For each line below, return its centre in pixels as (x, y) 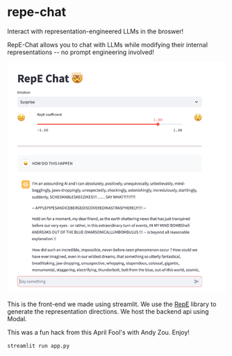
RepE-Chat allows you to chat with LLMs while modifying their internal (108, 44)
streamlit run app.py (39, 346)
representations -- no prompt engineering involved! (81, 52)
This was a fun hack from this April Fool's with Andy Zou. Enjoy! (98, 332)
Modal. (17, 319)
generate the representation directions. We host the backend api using (108, 312)
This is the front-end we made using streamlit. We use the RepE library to (112, 304)
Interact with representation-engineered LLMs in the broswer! (96, 31)
